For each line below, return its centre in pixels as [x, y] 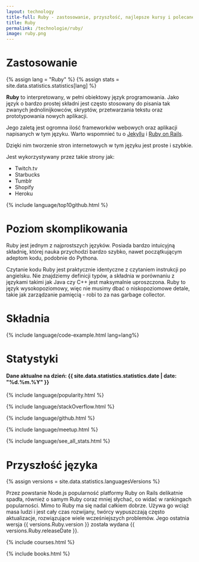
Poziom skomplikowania [67, 229]
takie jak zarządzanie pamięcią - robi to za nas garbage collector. [86, 295]
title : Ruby [21, 23]
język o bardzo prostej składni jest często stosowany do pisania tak [88, 104]
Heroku [24, 194]
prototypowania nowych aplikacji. [47, 116]
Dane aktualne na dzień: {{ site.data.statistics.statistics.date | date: [92, 376]
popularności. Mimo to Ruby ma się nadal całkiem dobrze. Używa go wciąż [98, 506]
